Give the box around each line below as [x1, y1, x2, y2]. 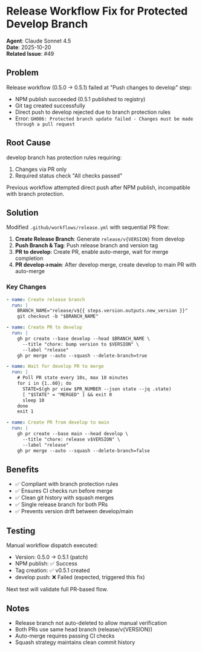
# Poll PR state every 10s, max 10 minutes [17, 374, 129, 381]
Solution [6, 207, 39, 218]
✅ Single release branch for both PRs [15, 501, 108, 508]
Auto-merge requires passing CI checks [15, 632, 115, 639]
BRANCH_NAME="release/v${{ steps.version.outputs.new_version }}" [17, 308, 188, 314]
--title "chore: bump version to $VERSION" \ [22, 341, 139, 347]
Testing [6, 525, 36, 536]
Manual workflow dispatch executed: [6, 542, 99, 549]
